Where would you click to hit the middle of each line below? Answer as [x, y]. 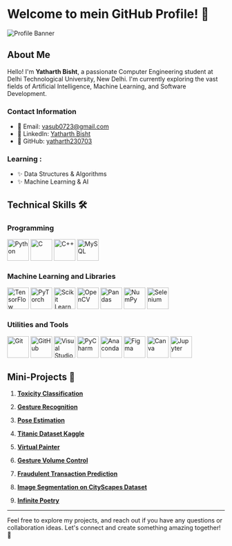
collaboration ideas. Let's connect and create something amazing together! [114, 528]
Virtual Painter [38, 447]
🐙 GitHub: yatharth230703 [55, 142]
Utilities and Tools [38, 325]
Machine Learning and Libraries [61, 276]
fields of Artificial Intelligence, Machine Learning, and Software [97, 86]
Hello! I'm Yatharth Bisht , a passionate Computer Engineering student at [110, 71]
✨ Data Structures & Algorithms [62, 174]
